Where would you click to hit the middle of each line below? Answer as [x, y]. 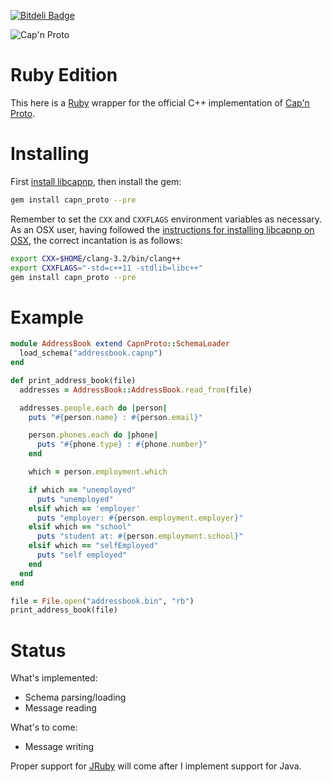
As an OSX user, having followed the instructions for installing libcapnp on [162, 229]
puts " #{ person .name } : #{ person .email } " [115, 417]
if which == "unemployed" [82, 490]
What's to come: [44, 727]
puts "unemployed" [75, 499]
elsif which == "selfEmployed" [93, 546]
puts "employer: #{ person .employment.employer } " [140, 518]
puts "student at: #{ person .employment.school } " [140, 536]
